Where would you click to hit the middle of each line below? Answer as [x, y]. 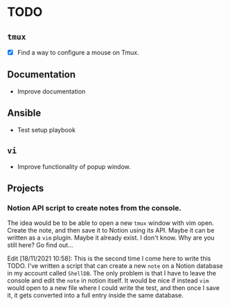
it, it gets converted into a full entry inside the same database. [95, 296]
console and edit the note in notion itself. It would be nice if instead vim [108, 280]
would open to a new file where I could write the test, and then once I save [114, 288]
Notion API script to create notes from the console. [94, 208]
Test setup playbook [46, 129]
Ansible [24, 113]
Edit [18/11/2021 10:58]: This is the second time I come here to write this [109, 259]
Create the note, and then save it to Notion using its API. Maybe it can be [111, 231]
